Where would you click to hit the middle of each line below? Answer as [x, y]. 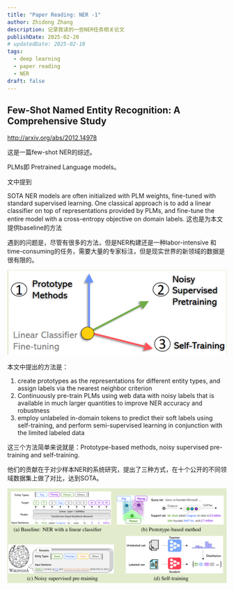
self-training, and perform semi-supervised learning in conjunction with [120, 425]
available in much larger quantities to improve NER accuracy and [110, 403]
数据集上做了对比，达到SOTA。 [58, 478]
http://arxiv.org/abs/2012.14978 [52, 138]
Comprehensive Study [57, 121]
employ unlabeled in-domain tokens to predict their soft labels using [115, 418]
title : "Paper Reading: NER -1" [54, 15]
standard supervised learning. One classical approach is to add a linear [109, 203]
